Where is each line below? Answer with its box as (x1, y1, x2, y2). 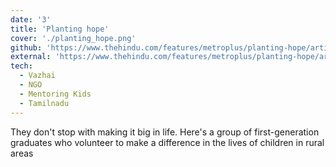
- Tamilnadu (19, 98, 70, 108)
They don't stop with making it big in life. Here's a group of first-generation (10, 126, 320, 138)
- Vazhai (19, 71, 56, 81)
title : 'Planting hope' (10, 24, 110, 34)
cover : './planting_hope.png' (10, 33, 137, 43)
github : (10, 42, 43, 53)
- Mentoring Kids (19, 89, 92, 99)
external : (10, 52, 52, 62)
